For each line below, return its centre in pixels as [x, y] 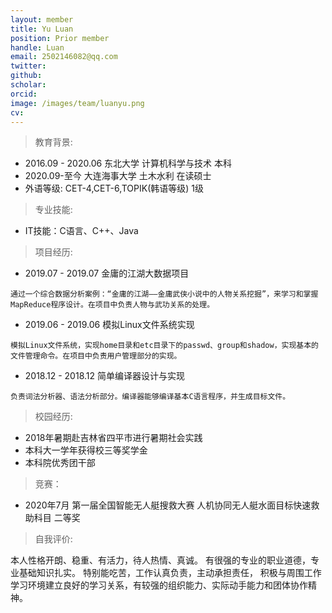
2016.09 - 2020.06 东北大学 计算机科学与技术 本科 [128, 163]
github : [26, 76]
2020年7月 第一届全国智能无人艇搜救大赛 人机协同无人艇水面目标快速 [168, 505]
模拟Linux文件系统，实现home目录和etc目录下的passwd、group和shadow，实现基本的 [164, 346]
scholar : [28, 85]
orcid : [24, 94]
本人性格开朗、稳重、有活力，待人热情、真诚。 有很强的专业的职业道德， [160, 560]
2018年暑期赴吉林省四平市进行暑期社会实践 [113, 438]
